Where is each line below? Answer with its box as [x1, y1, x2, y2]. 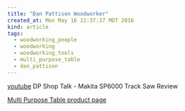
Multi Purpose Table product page [7, 96, 107, 104]
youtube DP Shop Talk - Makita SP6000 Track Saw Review [7, 81, 178, 90]
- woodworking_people [13, 37, 78, 44]
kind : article [7, 23, 49, 30]
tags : [7, 30, 23, 37]
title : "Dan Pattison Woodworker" [7, 10, 109, 18]
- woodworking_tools [13, 50, 74, 57]
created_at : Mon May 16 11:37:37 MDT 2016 [7, 17, 134, 24]
